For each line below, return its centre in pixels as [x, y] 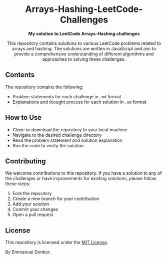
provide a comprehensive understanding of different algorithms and [84, 54]
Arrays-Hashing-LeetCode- [84, 9]
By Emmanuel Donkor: [28, 252]
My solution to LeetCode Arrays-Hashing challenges [84, 33]
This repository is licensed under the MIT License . [57, 243]
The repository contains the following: [44, 87]
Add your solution [31, 204]
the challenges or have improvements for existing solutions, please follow [81, 179]
